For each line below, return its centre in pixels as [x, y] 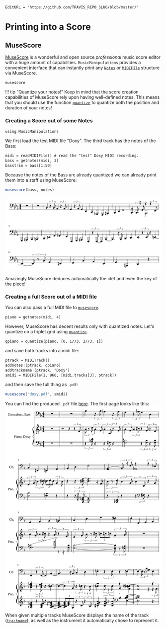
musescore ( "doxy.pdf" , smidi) [37, 394]
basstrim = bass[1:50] [29, 166]
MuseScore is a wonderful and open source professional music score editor [83, 57]
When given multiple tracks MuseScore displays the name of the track [77, 615]
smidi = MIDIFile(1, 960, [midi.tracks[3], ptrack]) [61, 375]
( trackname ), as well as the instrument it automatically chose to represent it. [82, 620]
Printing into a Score [48, 27]
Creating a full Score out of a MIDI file [51, 297]
